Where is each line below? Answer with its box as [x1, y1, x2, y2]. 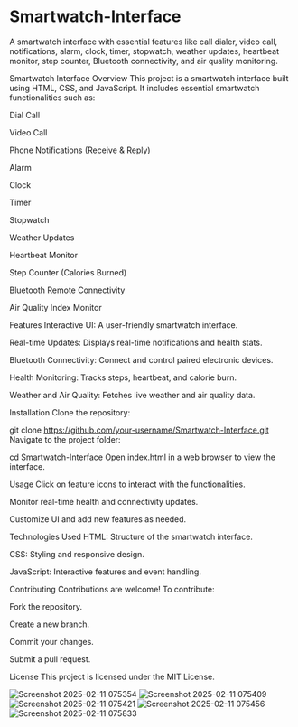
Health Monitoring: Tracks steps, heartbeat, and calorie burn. [9, 372, 237, 383]
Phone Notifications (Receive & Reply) [9, 144, 151, 155]
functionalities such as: [9, 92, 96, 103]
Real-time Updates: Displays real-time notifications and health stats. [9, 337, 263, 348]
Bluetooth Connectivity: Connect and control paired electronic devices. [9, 354, 274, 365]
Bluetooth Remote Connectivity [9, 284, 126, 295]
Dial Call [9, 109, 41, 120]
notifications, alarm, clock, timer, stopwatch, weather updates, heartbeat [9, 45, 280, 56]
